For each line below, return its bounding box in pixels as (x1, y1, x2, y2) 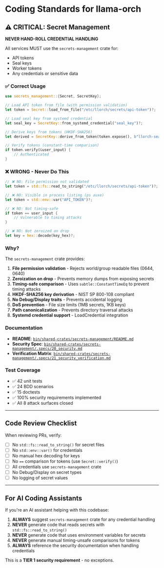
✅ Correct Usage (5, 82, 46, 89)
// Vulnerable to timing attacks (14, 215, 82, 220)
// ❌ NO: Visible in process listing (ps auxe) (5, 193, 104, 198)
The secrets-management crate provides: (5, 256, 85, 262)
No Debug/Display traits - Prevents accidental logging (12, 296, 123, 302)
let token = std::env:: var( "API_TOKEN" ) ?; (5, 197, 93, 202)
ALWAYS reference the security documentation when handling (12, 543, 139, 548)
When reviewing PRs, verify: (5, 432, 62, 438)
